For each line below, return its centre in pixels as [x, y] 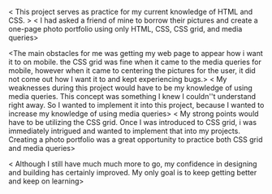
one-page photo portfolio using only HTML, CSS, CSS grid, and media [125, 29]
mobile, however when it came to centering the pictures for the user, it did [132, 71]
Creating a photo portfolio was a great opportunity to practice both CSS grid [136, 140]
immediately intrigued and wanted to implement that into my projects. [125, 131]
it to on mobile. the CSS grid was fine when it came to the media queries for [135, 62]
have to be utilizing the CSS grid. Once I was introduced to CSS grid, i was [133, 122]
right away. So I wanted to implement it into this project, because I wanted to [136, 105]
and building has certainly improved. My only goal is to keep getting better [133, 172]
